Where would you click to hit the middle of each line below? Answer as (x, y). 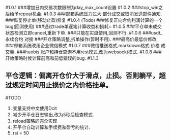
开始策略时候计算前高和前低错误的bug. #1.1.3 (52, 58)
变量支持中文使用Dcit (35, 108)
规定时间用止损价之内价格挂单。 (62, 85)
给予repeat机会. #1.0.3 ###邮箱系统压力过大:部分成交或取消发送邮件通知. (86, 14)
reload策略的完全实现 (35, 121)
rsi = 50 (21, 133)
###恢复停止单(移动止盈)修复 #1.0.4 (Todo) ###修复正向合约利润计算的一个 (84, 20)
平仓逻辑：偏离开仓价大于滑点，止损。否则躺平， (82, 76)
